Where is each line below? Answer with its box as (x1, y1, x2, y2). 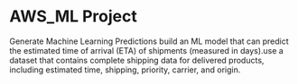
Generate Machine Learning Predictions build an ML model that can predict (9, 36, 289, 46)
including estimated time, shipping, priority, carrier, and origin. (9, 64, 241, 75)
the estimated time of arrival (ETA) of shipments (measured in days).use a (9, 45, 284, 55)
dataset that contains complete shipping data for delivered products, (9, 55, 265, 65)
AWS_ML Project (9, 6, 137, 27)
